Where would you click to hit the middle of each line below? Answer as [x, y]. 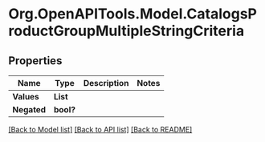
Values [26, 97]
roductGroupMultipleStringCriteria [126, 31]
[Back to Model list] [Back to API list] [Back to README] [100, 130]
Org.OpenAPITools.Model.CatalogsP [133, 14]
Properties [35, 61]
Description [106, 83]
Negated [29, 110]
